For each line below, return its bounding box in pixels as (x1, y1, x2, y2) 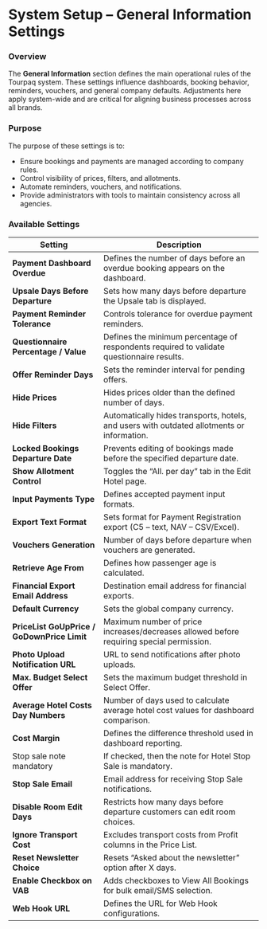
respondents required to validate (103, 341, 225, 352)
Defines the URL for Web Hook (103, 898, 219, 909)
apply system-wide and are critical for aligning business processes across (8, 94, 252, 104)
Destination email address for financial (103, 580, 246, 591)
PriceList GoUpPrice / (12, 621, 96, 633)
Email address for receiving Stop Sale (103, 774, 243, 785)
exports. (103, 590, 134, 602)
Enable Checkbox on (12, 875, 93, 886)
